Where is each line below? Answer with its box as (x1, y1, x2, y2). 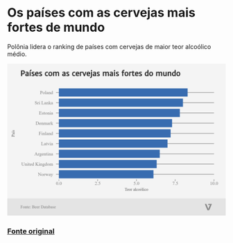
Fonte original (7, 226, 55, 236)
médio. (7, 50, 27, 58)
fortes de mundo (7, 19, 105, 35)
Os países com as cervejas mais (7, 5, 196, 21)
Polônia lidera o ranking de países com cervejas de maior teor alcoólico (7, 42, 212, 51)
